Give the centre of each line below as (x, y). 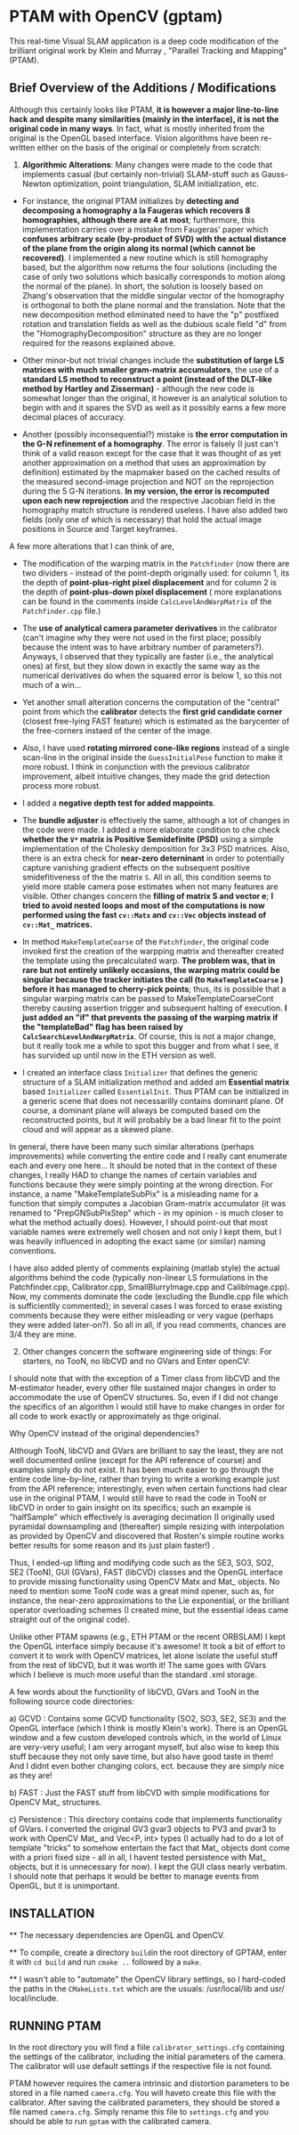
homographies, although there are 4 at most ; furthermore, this (138, 219)
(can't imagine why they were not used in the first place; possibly (141, 637)
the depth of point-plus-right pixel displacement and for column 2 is (149, 582)
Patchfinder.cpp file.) (61, 610)
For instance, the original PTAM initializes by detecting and (130, 200)
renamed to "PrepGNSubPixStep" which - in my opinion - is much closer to (146, 1213)
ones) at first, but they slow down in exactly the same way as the (141, 666)
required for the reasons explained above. (99, 343)
